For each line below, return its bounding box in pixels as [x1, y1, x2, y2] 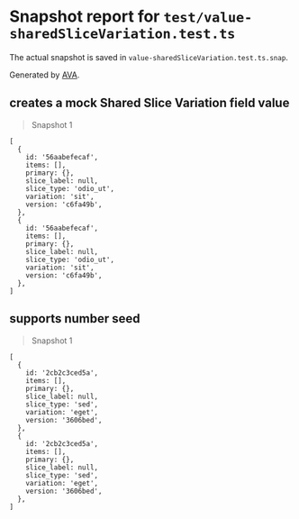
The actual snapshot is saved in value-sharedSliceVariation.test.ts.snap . [9, 51, 288, 62]
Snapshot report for [9, 6, 160, 27]
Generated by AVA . [9, 69, 80, 80]
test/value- [163, 9, 253, 26]
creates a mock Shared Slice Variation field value [9, 96, 290, 111]
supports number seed [9, 311, 141, 326]
